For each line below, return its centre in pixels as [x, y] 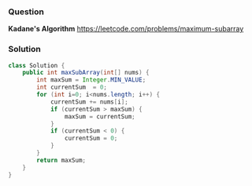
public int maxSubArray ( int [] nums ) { [86, 73]
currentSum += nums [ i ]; [89, 102]
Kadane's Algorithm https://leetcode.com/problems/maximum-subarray [126, 29]
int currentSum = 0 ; [72, 88]
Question [26, 12]
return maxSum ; [61, 160]
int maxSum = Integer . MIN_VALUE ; [91, 80]
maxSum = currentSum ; [100, 116]
